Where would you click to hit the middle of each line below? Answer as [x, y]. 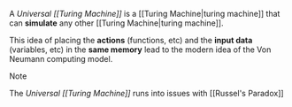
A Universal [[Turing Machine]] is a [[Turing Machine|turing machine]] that [145, 14]
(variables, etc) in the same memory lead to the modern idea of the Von [140, 50]
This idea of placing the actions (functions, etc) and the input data [131, 40]
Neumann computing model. [61, 59]
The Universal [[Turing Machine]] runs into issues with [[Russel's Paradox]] [147, 93]
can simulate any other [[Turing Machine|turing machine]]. [116, 23]
